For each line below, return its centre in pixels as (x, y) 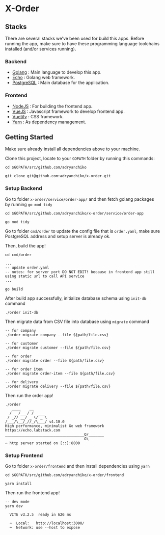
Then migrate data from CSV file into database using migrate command (77, 321)
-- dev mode (17, 502)
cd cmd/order (18, 255)
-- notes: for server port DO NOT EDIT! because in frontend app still (80, 272)
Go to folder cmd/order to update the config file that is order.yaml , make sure (82, 231)
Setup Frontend (24, 455)
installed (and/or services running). (41, 49)
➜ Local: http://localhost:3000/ (47, 523)
